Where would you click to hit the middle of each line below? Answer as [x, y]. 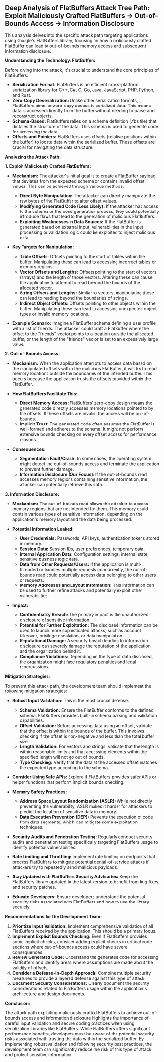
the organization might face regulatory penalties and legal [78, 662]
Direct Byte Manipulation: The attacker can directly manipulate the [87, 195]
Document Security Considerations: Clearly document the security [81, 983]
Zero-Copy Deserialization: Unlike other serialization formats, [75, 100]
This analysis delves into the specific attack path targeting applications [77, 35]
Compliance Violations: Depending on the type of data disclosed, [86, 656]
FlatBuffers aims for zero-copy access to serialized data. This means [82, 106]
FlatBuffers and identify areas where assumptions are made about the [82, 962]
